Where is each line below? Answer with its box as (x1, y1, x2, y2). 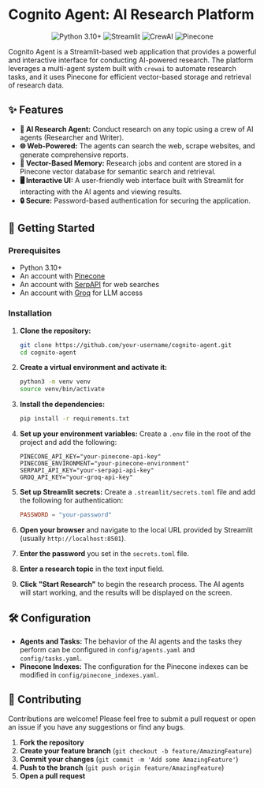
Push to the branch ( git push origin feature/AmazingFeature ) (19, 763, 225, 772)
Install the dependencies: (19, 400, 105, 409)
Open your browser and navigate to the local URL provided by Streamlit (19, 525, 254, 534)
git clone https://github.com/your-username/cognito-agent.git (19, 341, 232, 349)
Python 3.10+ (19, 263, 63, 273)
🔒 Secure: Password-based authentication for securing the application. (19, 196, 251, 205)
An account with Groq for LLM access (19, 288, 143, 297)
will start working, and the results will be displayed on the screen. (19, 588, 232, 597)
